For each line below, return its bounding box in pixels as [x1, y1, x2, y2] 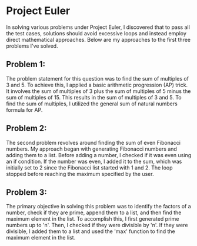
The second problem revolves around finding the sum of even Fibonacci [6, 139, 181, 146]
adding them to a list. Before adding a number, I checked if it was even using [6, 151, 192, 158]
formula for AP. [6, 106, 43, 113]
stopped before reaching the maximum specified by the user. [6, 170, 154, 177]
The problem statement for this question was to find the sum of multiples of [6, 75, 189, 82]
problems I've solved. [6, 42, 58, 49]
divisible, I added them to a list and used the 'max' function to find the [6, 228, 175, 235]
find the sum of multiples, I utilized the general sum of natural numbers [6, 100, 178, 107]
